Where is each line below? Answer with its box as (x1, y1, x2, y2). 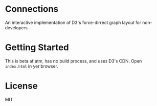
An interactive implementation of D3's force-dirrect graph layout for (5, 20, 142, 25)
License (5, 81, 38, 91)
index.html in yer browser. (5, 63, 59, 69)
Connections (5, 3, 59, 15)
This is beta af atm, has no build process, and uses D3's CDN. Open (5, 58, 142, 64)
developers (5, 24, 28, 30)
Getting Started (5, 42, 69, 53)
